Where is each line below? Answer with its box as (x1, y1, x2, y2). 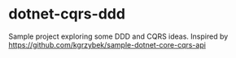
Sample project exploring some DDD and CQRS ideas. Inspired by (8, 31, 229, 41)
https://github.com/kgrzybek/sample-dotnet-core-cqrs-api (8, 39, 206, 49)
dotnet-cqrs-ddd (8, 5, 126, 23)
